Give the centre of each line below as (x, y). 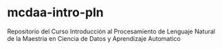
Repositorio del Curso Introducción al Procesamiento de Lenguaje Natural (111, 31)
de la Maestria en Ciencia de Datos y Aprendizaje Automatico (94, 38)
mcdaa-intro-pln (56, 13)
